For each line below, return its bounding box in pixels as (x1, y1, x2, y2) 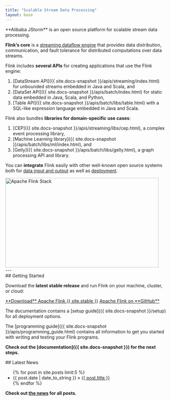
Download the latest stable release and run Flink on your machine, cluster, (5, 282, 163, 288)
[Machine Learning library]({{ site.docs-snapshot (12, 136, 116, 142)
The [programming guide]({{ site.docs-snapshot (5, 323, 107, 329)
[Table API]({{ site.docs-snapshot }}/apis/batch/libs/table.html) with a (12, 99, 159, 105)
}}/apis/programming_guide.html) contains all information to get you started (5, 328, 164, 334)
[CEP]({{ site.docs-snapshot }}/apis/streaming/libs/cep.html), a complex (12, 125, 165, 131)
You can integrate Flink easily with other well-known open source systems (5, 162, 163, 168)
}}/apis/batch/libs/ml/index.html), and (12, 141, 92, 147)
